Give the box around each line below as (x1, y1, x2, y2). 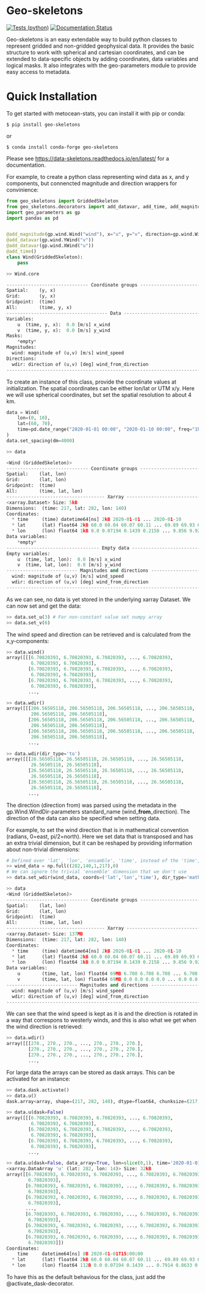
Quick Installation (6, 90, 98, 104)
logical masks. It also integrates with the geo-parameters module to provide (6, 62, 197, 69)
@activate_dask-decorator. (6, 1280, 74, 1287)
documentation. (6, 161, 46, 169)
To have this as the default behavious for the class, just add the (6, 1273, 166, 1280)
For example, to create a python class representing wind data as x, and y (6, 173, 189, 180)
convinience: (6, 186, 39, 193)
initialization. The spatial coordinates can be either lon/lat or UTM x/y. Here (6, 384, 195, 392)
